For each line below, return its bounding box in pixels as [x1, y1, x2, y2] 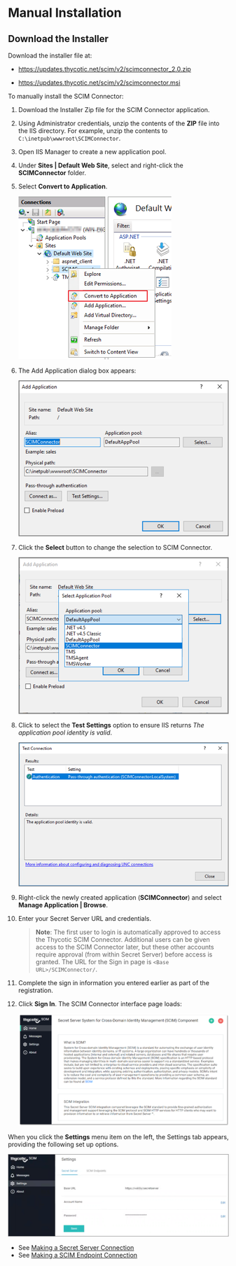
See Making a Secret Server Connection [18, 1243, 134, 1251]
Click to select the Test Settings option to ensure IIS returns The [18, 721, 204, 730]
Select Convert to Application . [18, 182, 108, 190]
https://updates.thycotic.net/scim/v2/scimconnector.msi [18, 78, 181, 87]
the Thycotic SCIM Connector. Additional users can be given [35, 935, 210, 943]
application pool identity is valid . [18, 728, 113, 737]
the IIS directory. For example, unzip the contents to [18, 127, 168, 134]
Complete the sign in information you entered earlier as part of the [18, 978, 209, 987]
